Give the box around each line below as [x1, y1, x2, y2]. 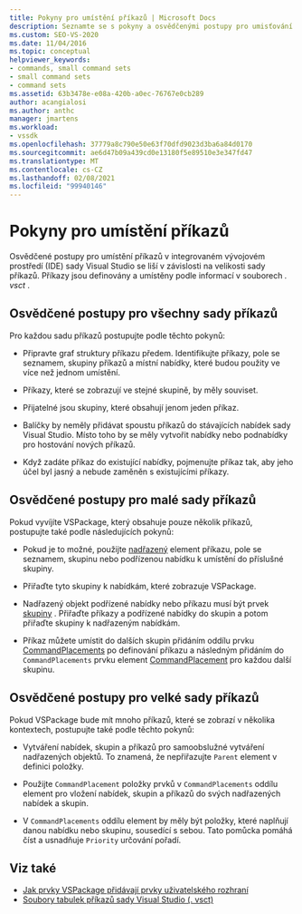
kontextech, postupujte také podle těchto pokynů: [9, 724, 194, 734]
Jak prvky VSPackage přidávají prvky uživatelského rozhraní [22, 885, 249, 896]
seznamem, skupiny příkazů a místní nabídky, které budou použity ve [22, 357, 280, 368]
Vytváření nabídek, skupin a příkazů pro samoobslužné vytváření [22, 741, 265, 753]
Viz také [9, 861, 57, 876]
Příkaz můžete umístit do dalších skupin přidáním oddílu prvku [22, 635, 255, 646]
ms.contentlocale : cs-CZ [9, 165, 103, 174]
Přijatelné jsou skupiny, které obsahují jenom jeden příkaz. [22, 402, 240, 413]
